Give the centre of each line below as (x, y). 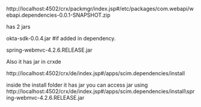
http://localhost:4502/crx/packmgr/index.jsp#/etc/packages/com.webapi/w (100, 9)
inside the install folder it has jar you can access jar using (77, 85)
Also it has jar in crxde (34, 62)
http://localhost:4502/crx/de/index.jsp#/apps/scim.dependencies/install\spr (100, 91)
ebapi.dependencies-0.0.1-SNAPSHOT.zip (58, 15)
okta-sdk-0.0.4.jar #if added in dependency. (61, 38)
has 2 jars (18, 27)
